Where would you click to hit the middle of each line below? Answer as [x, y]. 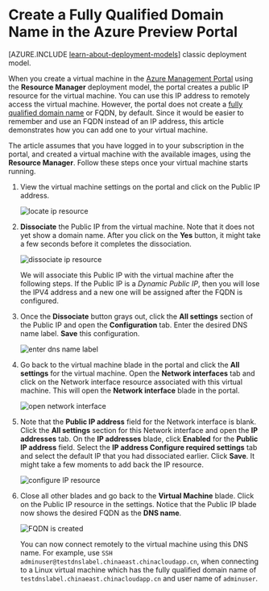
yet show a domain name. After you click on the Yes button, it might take [140, 235]
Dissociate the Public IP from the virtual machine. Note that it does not [137, 227]
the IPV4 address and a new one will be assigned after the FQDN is [131, 292]
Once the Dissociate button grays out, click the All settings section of [137, 316]
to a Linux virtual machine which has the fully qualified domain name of [138, 569]
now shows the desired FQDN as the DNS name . [101, 513]
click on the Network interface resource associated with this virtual [131, 381]
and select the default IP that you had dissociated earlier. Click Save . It [137, 456]
